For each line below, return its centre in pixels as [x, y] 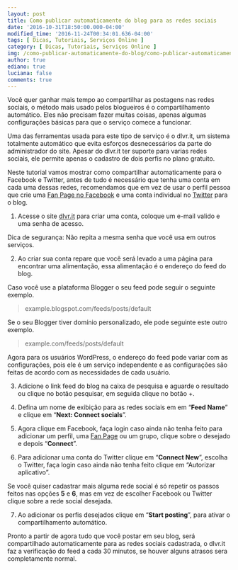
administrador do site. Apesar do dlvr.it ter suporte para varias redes [107, 151]
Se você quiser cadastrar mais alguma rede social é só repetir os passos [113, 486]
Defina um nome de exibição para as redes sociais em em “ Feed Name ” [123, 407]
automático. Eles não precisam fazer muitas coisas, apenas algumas [107, 115]
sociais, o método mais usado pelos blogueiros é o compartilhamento [109, 108]
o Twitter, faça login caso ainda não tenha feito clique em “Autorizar [116, 465]
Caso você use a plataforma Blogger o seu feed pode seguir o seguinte [112, 287]
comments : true [30, 80]
